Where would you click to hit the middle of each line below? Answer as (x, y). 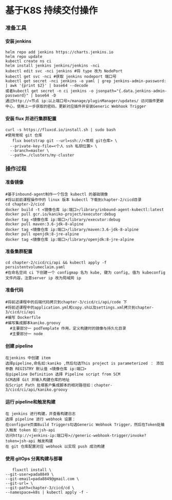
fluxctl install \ (32, 470)
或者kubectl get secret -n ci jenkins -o (50, 91)
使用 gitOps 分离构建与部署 (34, 459)
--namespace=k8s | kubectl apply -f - (47, 492)
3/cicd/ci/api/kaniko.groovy (36, 390)
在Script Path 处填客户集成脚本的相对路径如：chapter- (59, 386)
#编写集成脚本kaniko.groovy (33, 323)
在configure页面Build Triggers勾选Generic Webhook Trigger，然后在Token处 (83, 425)
